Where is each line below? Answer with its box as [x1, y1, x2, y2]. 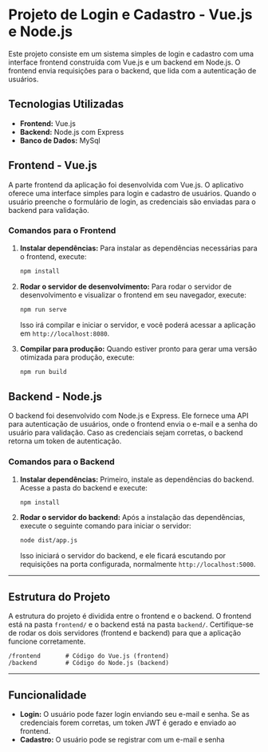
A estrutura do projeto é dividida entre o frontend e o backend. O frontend [8, 612, 252, 621]
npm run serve [19, 305, 67, 313]
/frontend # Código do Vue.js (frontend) [8, 652, 170, 660]
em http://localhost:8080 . [19, 329, 110, 338]
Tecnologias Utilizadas [8, 97, 124, 111]
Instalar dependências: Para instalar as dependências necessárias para [19, 243, 258, 253]
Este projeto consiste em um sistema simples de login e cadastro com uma [8, 49, 254, 58]
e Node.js [8, 22, 73, 41]
